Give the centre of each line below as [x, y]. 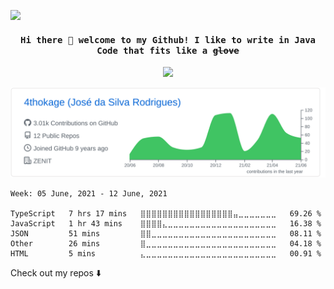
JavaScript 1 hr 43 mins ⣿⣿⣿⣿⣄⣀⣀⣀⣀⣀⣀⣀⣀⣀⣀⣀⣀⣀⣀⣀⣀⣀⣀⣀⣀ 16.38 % [166, 223]
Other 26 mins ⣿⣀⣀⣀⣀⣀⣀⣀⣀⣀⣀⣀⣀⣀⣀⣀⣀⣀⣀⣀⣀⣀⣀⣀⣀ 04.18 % [166, 243]
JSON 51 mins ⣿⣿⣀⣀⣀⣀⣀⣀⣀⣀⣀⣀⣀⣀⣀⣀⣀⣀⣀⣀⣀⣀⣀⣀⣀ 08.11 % [166, 233]
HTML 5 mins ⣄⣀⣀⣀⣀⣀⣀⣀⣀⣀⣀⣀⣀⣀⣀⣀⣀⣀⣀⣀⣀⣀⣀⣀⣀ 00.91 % [166, 253]
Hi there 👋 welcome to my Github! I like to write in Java [167, 39]
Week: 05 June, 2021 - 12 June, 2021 [89, 193]
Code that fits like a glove [168, 50]
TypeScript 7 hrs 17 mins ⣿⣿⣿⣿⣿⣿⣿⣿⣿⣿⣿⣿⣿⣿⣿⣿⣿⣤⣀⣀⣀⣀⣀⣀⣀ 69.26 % [166, 213]
